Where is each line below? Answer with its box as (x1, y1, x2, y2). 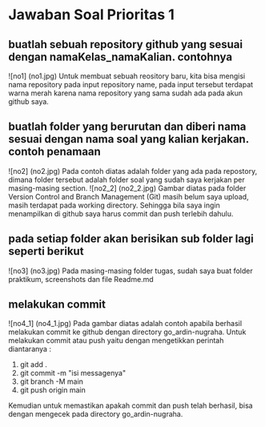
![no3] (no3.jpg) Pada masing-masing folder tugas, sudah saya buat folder (8, 266, 254, 276)
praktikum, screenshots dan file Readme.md (8, 274, 154, 284)
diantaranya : (8, 344, 52, 354)
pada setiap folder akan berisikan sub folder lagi (8, 232, 255, 246)
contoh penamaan (8, 145, 102, 159)
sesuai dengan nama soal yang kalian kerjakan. (8, 132, 250, 146)
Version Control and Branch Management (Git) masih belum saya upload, (8, 191, 250, 201)
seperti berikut (8, 244, 84, 258)
